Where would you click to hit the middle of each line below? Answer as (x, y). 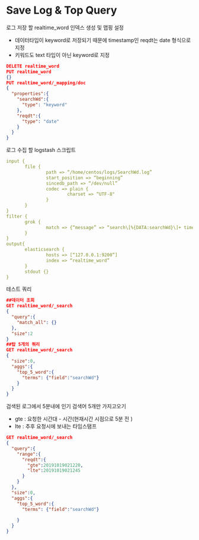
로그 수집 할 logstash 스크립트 (41, 150)
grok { (33, 222)
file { (33, 167)
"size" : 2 (22, 333)
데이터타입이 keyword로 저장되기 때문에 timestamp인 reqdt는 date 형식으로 (103, 40)
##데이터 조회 (20, 300)
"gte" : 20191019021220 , (55, 465)
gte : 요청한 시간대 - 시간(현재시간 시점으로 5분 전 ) (74, 419)
